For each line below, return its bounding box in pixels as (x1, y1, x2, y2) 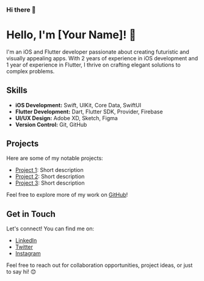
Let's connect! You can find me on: (6, 225, 95, 232)
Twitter (15, 243, 34, 251)
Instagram (15, 250, 41, 257)
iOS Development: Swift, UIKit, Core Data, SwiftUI (15, 101, 142, 108)
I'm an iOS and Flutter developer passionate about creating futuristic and (6, 48, 189, 55)
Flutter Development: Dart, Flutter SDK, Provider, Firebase (15, 108, 163, 115)
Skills (6, 85, 27, 96)
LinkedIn (15, 237, 37, 244)
